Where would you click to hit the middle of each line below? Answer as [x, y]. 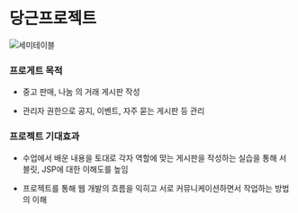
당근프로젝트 [53, 18]
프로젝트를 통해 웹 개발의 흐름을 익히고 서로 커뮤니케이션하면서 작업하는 [147, 188]
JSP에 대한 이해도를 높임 [85, 169]
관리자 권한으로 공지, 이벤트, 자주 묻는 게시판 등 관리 [113, 111]
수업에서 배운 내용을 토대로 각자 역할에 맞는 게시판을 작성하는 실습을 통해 [149, 157]
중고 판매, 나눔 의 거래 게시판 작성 [81, 92]
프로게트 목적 [36, 70]
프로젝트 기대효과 [45, 137]
